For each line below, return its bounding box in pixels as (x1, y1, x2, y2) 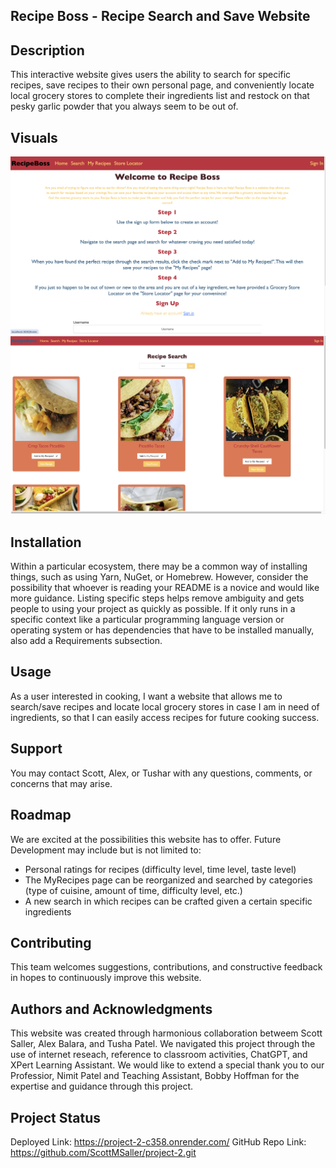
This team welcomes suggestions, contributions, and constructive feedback (10, 961, 323, 973)
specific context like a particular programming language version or (10, 614, 285, 626)
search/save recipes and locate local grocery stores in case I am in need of (10, 700, 320, 713)
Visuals (10, 129, 58, 146)
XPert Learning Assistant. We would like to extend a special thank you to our (10, 1059, 325, 1071)
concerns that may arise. (10, 777, 113, 789)
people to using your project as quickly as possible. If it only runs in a (10, 603, 296, 615)
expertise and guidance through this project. (10, 1080, 193, 1093)
